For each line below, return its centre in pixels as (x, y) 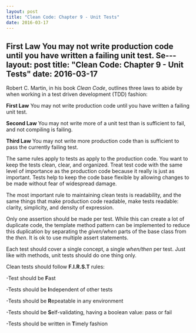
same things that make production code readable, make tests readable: (92, 201)
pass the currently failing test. (42, 147)
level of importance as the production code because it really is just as (90, 171)
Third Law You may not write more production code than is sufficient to (93, 141)
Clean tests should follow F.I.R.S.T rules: (55, 267)
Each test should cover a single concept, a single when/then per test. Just (96, 249)
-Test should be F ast (31, 278)
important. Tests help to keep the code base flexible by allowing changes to (98, 178)
